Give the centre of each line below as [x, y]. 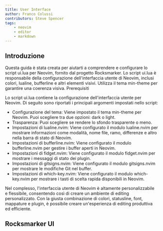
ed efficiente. [18, 209]
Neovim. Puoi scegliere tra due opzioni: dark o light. [64, 117]
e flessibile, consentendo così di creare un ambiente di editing [67, 193]
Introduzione [25, 56]
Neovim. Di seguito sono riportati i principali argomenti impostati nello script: [81, 102]
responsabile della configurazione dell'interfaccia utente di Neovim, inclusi [80, 78]
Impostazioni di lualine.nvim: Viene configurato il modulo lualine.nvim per [85, 127]
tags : [10, 23]
